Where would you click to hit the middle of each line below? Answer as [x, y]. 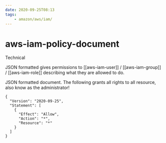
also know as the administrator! [37, 87]
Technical [15, 57]
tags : [11, 14]
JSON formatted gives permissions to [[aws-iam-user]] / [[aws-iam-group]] [83, 67]
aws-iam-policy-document [62, 44]
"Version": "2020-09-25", [37, 101]
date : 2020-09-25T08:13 [30, 10]
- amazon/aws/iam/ [33, 19]
